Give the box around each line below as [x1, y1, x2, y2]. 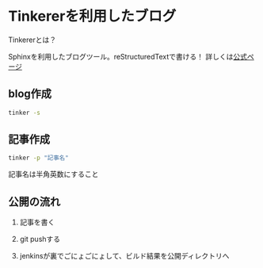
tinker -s [8, 109, 41, 117]
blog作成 [8, 87, 52, 101]
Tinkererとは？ [8, 35, 57, 44]
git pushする [19, 235, 61, 244]
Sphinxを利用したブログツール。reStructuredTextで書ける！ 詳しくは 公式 [8, 52, 248, 61]
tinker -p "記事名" [8, 154, 69, 163]
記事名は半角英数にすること [8, 170, 99, 179]
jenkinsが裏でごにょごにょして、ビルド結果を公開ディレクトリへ [19, 251, 230, 261]
